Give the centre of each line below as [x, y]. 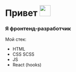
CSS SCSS [23, 54]
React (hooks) [27, 65]
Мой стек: [16, 39]
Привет [21, 13]
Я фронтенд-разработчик [38, 29]
